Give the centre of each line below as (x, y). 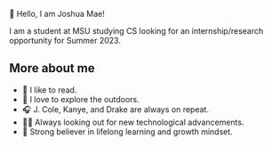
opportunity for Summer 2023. (65, 41)
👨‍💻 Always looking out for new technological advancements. (133, 122)
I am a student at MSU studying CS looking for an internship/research (136, 31)
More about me (52, 68)
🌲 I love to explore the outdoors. (80, 99)
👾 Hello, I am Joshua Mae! (57, 14)
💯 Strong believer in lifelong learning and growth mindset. (127, 131)
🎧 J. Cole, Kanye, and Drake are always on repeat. (115, 109)
